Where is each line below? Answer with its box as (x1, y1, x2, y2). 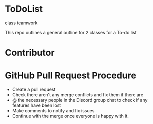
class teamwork (5, 20, 38, 26)
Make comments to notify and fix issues (12, 108, 95, 114)
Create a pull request (12, 86, 56, 93)
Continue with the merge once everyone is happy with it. (12, 113, 129, 119)
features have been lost (12, 102, 61, 108)
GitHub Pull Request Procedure (5, 70, 136, 81)
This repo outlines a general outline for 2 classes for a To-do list (5, 29, 137, 35)
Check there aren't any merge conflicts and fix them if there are (12, 92, 144, 98)
